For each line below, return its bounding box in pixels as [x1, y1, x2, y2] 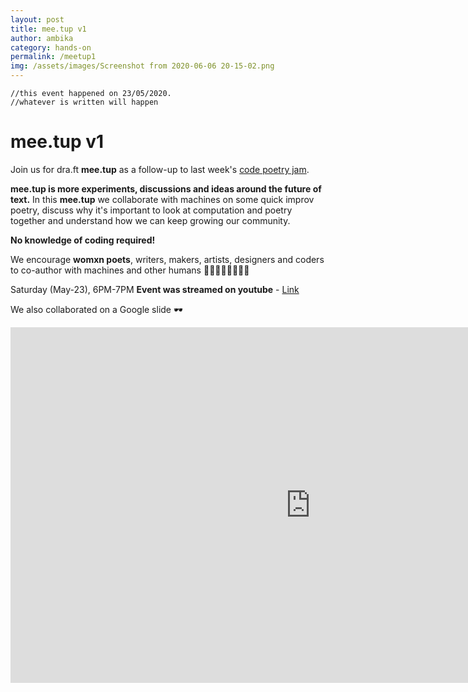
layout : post [10, 14, 65, 25]
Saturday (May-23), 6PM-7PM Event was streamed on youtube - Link [10, 283, 300, 295]
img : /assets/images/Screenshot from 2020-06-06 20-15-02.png [10, 61, 275, 71]
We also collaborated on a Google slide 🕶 [10, 303, 183, 315]
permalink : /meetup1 [10, 52, 97, 62]
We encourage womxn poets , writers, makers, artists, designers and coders [10, 253, 325, 265]
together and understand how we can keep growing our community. [10, 214, 291, 226]
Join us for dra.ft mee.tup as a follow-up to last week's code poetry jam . [10, 163, 310, 175]
